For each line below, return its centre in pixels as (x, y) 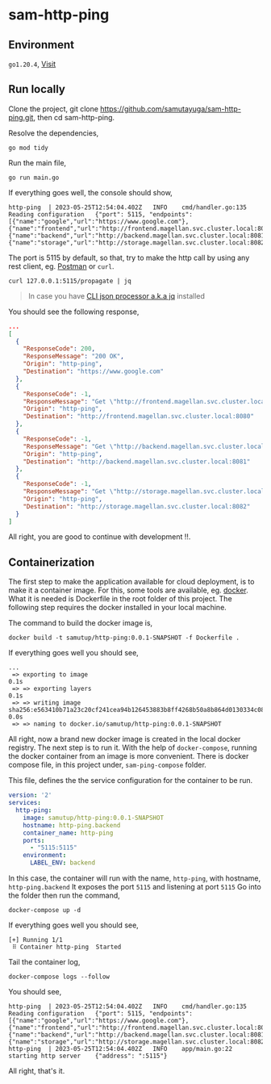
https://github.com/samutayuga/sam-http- (171, 109)
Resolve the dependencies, (54, 133)
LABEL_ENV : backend (62, 863)
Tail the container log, (44, 962)
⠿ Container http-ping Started (67, 947)
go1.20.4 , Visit (32, 64)
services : (25, 803)
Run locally (37, 89)
